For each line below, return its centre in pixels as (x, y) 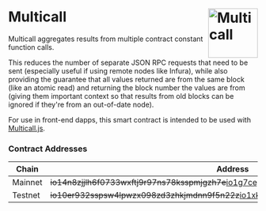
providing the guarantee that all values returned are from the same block (127, 79)
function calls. (31, 47)
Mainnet (27, 183)
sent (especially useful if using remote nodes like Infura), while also (118, 70)
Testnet (27, 195)
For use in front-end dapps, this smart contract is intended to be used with (130, 119)
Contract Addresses (48, 149)
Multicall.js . (27, 128)
